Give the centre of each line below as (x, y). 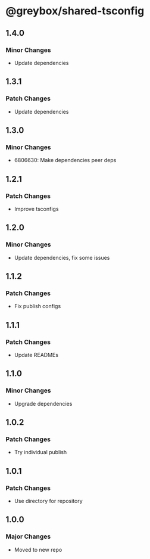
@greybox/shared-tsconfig (75, 11)
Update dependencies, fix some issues (62, 257)
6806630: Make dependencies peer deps (65, 160)
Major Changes (28, 536)
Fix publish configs (37, 306)
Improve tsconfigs (36, 209)
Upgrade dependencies (43, 403)
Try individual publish (40, 452)
